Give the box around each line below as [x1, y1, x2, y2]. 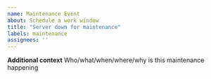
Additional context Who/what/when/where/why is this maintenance [7, 56, 205, 64]
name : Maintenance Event [7, 10, 80, 18]
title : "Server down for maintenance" [7, 23, 121, 30]
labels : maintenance [7, 30, 68, 37]
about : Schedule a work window [7, 17, 99, 24]
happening [7, 63, 39, 72]
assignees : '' [7, 37, 49, 44]
